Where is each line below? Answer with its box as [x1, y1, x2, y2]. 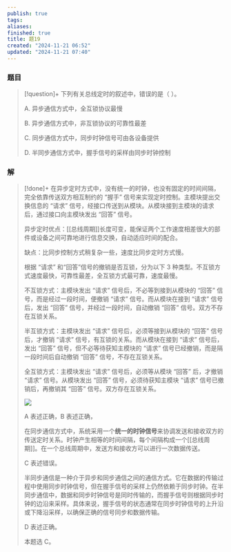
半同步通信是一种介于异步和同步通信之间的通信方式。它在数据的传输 [23, 474, 218, 482]
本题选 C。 [23, 537, 55, 546]
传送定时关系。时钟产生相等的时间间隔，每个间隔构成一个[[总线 [23, 436, 205, 444]
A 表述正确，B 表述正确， [23, 412, 97, 421]
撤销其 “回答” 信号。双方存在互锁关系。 [48, 385, 161, 393]
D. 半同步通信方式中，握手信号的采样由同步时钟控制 [23, 149, 171, 157]
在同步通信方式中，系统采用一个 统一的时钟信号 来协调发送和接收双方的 [23, 427, 224, 435]
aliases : [7, 23, 32, 30]
